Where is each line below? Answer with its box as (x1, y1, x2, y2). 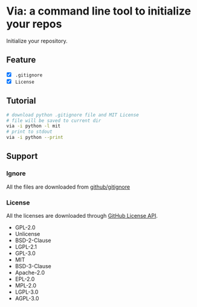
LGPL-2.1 (15, 243, 37, 251)
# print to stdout (6, 129, 53, 135)
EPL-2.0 (15, 275, 35, 283)
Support (6, 151, 38, 161)
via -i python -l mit (6, 123, 61, 129)
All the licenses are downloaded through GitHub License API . (6, 212, 158, 220)
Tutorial (6, 96, 36, 106)
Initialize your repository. (6, 37, 68, 44)
